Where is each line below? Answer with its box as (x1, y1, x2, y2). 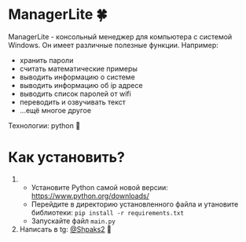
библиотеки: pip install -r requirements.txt (31, 207, 185, 217)
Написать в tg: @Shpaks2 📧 (19, 224, 112, 233)
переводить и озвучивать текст (19, 97, 126, 107)
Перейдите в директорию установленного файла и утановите (31, 199, 239, 209)
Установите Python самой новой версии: (31, 182, 169, 192)
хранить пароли (19, 55, 74, 64)
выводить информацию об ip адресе (19, 80, 143, 90)
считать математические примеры (19, 64, 138, 73)
